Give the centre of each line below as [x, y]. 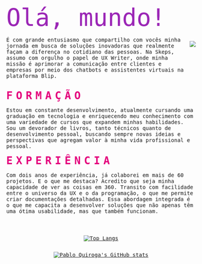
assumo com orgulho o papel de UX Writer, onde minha [87, 58]
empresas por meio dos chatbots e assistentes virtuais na [95, 70]
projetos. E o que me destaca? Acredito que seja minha [90, 181]
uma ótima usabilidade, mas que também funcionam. [82, 211]
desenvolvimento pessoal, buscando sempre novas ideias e [93, 134]
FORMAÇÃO [45, 96]
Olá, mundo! [86, 18]
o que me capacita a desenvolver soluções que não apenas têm [100, 205]
